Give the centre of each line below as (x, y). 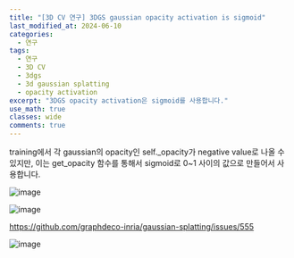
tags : (19, 51)
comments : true (38, 126)
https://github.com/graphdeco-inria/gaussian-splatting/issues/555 (132, 227)
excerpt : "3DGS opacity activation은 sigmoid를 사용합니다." (119, 100)
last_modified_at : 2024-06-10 (66, 26)
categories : (31, 34)
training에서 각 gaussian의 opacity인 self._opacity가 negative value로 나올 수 (147, 152)
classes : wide (36, 117)
